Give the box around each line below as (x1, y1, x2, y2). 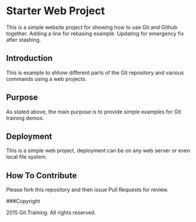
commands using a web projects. (6, 75, 87, 82)
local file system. (6, 154, 47, 161)
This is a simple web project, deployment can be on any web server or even (6, 147, 191, 154)
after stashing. (6, 36, 41, 43)
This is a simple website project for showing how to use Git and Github (6, 24, 178, 31)
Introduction (6, 53, 53, 63)
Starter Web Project (6, 4, 105, 18)
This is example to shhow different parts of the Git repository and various (6, 69, 184, 76)
